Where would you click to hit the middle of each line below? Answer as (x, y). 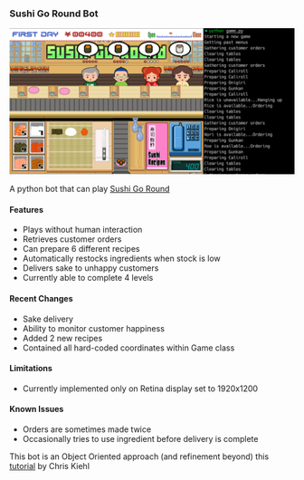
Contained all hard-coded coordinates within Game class (128, 348)
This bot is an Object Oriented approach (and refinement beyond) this (139, 456)
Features (26, 209)
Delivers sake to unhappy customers (90, 268)
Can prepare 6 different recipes (81, 249)
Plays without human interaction (82, 230)
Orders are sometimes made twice (87, 429)
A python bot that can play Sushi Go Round (90, 189)
